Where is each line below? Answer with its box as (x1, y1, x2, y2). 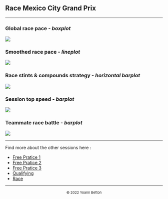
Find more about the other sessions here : (5, 145, 91, 151)
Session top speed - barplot (5, 95, 74, 102)
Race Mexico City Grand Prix (5, 4, 96, 13)
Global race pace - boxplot (5, 25, 71, 32)
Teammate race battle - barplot (5, 119, 82, 126)
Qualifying (12, 170, 34, 176)
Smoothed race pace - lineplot (5, 49, 80, 56)
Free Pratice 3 (12, 165, 41, 171)
